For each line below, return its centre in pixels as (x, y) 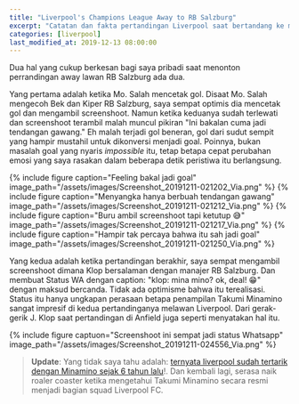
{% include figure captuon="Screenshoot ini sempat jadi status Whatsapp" (146, 335)
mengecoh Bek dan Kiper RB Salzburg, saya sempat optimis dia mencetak (145, 104)
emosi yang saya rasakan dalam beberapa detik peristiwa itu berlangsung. (145, 160)
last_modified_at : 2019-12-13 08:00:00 (83, 42)
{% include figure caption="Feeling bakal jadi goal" (103, 178)
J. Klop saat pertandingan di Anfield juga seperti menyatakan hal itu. (155, 318)
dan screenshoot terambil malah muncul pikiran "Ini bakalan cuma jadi (138, 123)
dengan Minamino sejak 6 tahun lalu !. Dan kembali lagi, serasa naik (154, 371)
